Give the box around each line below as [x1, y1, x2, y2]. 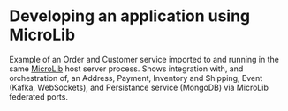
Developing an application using [9, 6, 251, 26]
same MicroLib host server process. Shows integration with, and [9, 63, 244, 74]
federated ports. [9, 91, 69, 102]
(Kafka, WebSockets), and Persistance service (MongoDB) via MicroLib [9, 82, 269, 92]
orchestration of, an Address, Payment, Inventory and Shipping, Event [9, 72, 263, 83]
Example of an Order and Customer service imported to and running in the [9, 54, 280, 64]
